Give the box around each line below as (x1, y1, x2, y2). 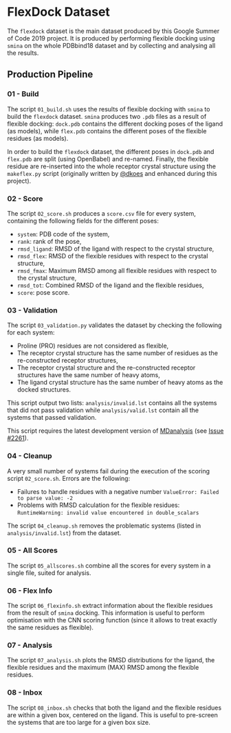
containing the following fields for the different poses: (7, 216, 159, 225)
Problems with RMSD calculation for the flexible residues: (16, 501, 180, 509)
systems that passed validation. (7, 414, 97, 422)
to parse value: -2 (16, 495, 74, 501)
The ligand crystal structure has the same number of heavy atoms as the (16, 379, 223, 387)
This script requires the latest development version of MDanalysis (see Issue (7, 427, 224, 435)
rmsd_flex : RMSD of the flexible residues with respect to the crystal (16, 251, 208, 260)
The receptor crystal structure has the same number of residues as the (16, 349, 219, 357)
